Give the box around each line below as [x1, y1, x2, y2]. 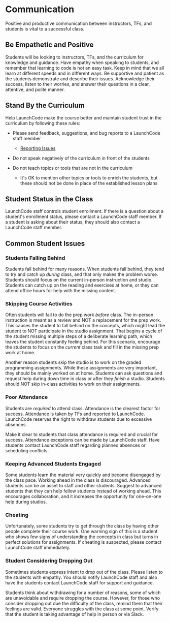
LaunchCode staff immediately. [5, 545, 71, 551]
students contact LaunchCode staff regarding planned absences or [5, 442, 146, 448]
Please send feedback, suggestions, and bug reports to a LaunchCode [12, 130, 161, 136]
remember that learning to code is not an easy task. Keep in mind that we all [5, 65, 164, 71]
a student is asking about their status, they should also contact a [5, 219, 141, 225]
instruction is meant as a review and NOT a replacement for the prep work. [5, 317, 161, 323]
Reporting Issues [20, 145, 56, 151]
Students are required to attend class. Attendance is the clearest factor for [5, 405, 161, 411]
